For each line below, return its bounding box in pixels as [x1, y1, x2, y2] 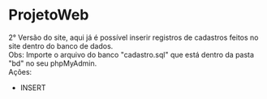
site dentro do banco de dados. [8, 41, 114, 50]
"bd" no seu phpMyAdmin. [8, 58, 97, 68]
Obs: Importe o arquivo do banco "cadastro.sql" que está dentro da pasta [8, 49, 254, 59]
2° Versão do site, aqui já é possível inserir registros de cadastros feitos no [8, 32, 259, 42]
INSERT [19, 83, 46, 93]
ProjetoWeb [8, 6, 89, 24]
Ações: [8, 67, 32, 76]
